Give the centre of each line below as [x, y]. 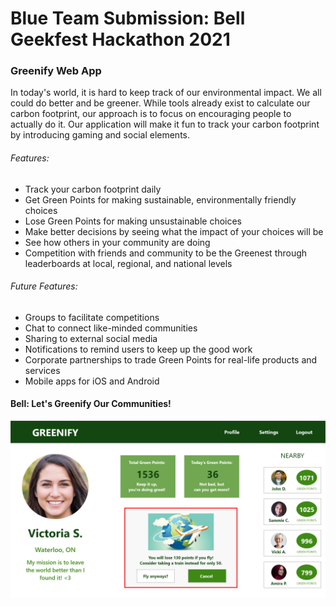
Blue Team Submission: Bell [128, 18]
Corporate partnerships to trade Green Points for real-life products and [171, 359]
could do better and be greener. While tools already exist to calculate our [160, 103]
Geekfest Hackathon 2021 [120, 39]
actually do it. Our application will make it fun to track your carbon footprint [165, 124]
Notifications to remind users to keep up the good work [138, 349]
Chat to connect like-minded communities [111, 328]
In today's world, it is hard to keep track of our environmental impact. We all [166, 93]
